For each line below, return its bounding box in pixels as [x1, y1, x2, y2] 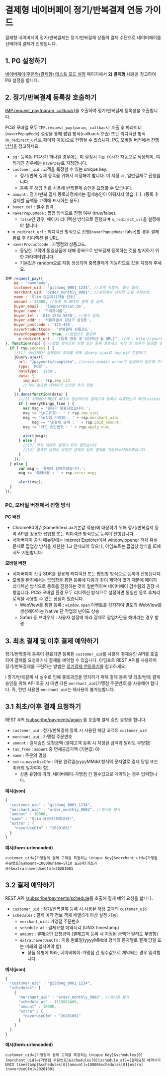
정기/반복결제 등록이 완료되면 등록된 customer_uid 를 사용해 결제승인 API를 [5, 651, 149, 657]
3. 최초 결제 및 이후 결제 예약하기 [5, 637, 99, 645]
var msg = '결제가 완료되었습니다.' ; [23, 406, 91, 411]
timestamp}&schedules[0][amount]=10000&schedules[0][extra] [16, 1062, 143, 1067]
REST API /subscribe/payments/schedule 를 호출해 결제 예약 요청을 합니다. [5, 895, 153, 901]
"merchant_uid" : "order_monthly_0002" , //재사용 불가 [9, 807, 120, 812]
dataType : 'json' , [18, 369, 57, 374]
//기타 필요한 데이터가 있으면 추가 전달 [23, 382, 93, 387]
